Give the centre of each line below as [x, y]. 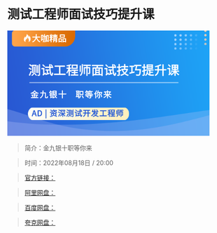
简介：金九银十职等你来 [58, 147]
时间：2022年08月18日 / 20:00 [69, 163]
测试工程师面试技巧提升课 [81, 14]
